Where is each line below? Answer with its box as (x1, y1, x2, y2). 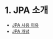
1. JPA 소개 (4, 4, 48, 16)
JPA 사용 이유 (11, 22, 39, 28)
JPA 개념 (11, 28, 30, 34)
